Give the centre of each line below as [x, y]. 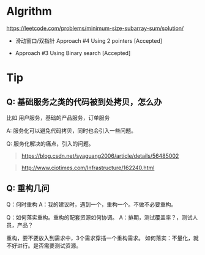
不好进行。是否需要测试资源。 [44, 245]
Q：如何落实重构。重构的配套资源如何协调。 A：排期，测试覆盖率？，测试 [99, 217]
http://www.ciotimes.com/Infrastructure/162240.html [88, 168]
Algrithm [29, 11]
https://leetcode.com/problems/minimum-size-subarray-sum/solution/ [95, 28]
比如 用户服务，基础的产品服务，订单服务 [58, 117]
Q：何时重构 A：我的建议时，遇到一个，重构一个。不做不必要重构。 [91, 204]
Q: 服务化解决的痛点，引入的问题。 [50, 143]
